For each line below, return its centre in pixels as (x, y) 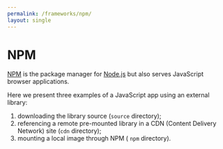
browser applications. (38, 82)
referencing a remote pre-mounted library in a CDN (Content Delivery (117, 124)
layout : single (29, 20)
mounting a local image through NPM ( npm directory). (94, 139)
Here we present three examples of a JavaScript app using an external (109, 95)
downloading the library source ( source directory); (89, 116)
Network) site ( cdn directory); (59, 131)
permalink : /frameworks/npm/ (49, 14)
